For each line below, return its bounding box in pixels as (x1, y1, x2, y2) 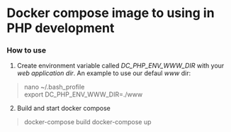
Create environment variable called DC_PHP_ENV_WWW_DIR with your (16, 62, 225, 70)
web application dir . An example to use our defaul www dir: (16, 69, 191, 77)
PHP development (6, 20, 115, 36)
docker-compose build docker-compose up (23, 118, 152, 126)
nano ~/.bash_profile (23, 83, 85, 92)
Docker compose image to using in (6, 5, 215, 21)
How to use (6, 45, 47, 55)
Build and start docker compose (16, 104, 111, 113)
